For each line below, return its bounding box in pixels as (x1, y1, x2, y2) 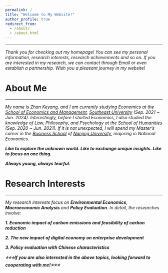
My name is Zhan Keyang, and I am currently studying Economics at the (5, 104, 154, 110)
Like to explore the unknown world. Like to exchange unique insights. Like (5, 145, 161, 151)
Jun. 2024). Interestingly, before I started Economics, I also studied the (5, 114, 152, 120)
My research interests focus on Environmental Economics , (5, 199, 127, 205)
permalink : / (5, 7, 32, 13)
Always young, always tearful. (5, 160, 71, 166)
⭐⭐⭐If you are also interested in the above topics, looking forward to (5, 254, 151, 260)
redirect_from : (5, 21, 37, 27)
